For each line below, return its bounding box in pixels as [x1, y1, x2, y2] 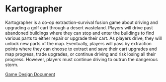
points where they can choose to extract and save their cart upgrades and [5, 46, 157, 52]
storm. [5, 62, 19, 68]
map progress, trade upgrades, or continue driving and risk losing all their [5, 51, 156, 57]
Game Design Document [5, 71, 56, 77]
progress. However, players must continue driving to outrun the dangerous [5, 56, 158, 62]
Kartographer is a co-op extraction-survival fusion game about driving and [5, 19, 158, 25]
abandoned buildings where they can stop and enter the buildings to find [5, 30, 154, 36]
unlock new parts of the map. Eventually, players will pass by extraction [5, 40, 152, 46]
